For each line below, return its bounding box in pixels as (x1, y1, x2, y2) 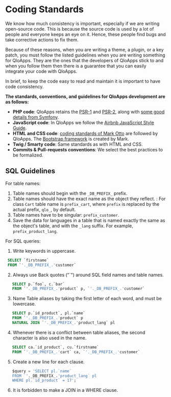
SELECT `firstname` (7, 257, 50, 263)
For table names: (5, 180, 41, 187)
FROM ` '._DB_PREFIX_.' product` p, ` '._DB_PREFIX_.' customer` (12, 286, 145, 292)
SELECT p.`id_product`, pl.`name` (12, 311, 86, 316)
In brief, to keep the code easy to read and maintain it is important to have (5, 78, 161, 84)
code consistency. (5, 83, 44, 90)
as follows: (5, 98, 29, 105)
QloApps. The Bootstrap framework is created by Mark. (12, 136, 129, 142)
